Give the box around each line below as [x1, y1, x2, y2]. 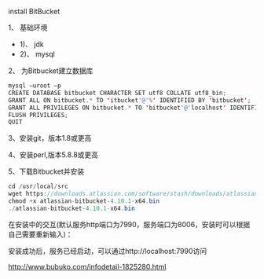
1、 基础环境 [8, 23, 48, 32]
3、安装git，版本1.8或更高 [8, 134, 92, 143]
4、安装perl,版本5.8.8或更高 [8, 150, 99, 160]
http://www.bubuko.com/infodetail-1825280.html [8, 262, 167, 271]
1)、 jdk [19, 39, 45, 49]
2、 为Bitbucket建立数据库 [8, 66, 93, 75]
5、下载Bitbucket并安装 [8, 167, 85, 176]
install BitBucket [8, 7, 60, 16]
